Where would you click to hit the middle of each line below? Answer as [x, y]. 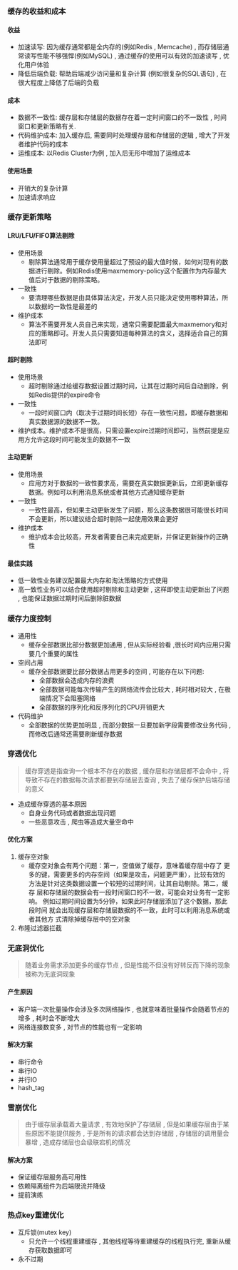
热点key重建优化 [36, 1215]
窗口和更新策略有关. [47, 126]
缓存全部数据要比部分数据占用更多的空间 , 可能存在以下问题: [116, 671]
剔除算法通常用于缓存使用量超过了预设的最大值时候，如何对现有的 [125, 261]
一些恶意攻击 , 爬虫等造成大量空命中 [81, 822]
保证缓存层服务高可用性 [52, 1177]
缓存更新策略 [30, 217]
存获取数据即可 [50, 1250]
